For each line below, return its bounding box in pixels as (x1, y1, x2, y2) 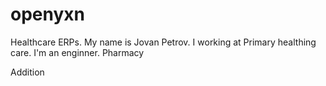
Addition (10, 66, 45, 78)
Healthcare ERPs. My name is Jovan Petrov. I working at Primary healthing (10, 36, 317, 48)
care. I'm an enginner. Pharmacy (10, 46, 145, 58)
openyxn (10, 3, 85, 26)
